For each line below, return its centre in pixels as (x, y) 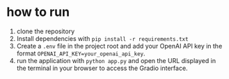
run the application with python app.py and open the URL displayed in (116, 60)
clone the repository (46, 31)
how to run (38, 12)
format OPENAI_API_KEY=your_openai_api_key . (81, 53)
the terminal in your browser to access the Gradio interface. (102, 68)
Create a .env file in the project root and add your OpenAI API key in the (119, 46)
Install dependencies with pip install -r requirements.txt (102, 38)
